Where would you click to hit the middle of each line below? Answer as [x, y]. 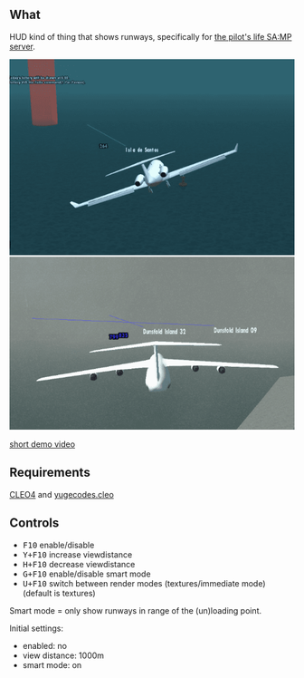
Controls [34, 523]
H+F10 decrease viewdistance [79, 564]
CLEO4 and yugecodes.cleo [62, 494]
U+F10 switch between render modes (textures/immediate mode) [144, 583]
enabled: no [45, 645]
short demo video [42, 444]
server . [23, 46]
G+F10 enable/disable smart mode [86, 574]
